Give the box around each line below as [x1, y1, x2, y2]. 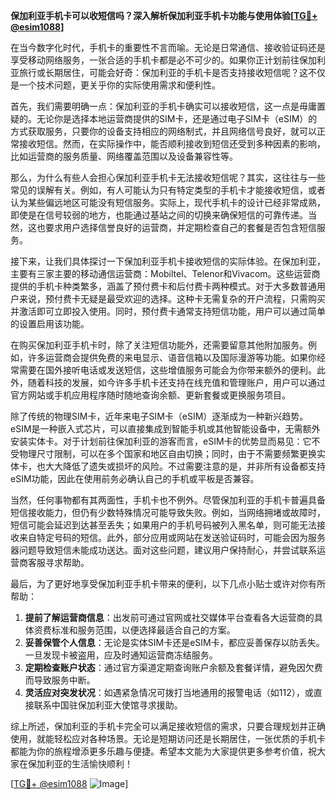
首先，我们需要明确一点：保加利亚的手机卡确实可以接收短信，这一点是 [10, 100, 300, 112]
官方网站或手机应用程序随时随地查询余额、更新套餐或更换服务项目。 [10, 389, 291, 401]
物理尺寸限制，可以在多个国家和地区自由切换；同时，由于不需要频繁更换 [18, 448, 317, 459]
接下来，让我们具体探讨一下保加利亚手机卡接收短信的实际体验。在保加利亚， [10, 255, 326, 267]
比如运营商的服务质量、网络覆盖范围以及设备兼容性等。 [10, 150, 238, 162]
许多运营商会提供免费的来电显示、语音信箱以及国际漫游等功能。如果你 [27, 352, 317, 363]
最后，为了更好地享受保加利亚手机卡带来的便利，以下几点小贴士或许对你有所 [10, 578, 326, 589]
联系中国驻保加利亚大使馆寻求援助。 [33, 699, 183, 711]
